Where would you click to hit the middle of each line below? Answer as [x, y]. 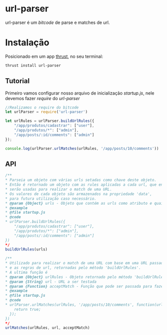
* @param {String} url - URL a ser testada [51, 282]
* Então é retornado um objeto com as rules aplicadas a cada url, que [81, 185]
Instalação [27, 43]
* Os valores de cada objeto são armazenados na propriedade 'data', [79, 194]
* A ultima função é [27, 272]
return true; [28, 309]
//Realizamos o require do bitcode [42, 108]
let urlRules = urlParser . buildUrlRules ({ [50, 121]
